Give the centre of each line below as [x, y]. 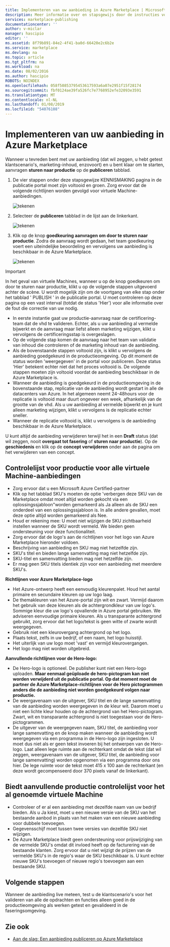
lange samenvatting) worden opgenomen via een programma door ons [86, 760]
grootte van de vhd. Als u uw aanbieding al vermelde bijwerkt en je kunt [87, 404]
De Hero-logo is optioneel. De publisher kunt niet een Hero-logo [79, 668]
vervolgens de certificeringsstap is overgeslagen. [64, 334]
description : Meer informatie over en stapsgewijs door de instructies [82, 15]
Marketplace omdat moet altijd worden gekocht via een [70, 499]
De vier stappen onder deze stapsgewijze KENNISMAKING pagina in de [87, 180]
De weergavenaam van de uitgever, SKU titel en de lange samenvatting [87, 700]
